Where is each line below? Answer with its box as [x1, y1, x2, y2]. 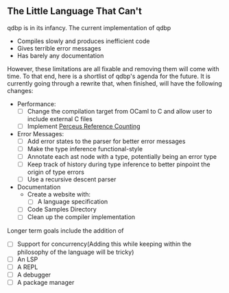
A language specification [37, 198, 108, 206]
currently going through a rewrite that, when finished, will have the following [7, 79, 223, 88]
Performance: [16, 99, 56, 108]
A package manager [16, 278, 75, 286]
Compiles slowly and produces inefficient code [16, 37, 150, 45]
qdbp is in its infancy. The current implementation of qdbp [7, 23, 171, 31]
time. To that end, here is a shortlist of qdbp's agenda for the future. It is [7, 72, 211, 80]
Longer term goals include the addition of [7, 227, 125, 235]
